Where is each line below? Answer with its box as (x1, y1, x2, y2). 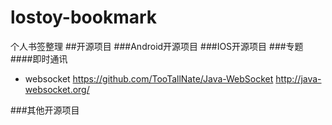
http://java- (275, 72, 322, 85)
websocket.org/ (24, 83, 90, 95)
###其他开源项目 (10, 104, 80, 116)
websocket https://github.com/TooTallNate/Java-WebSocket (24, 72, 274, 85)
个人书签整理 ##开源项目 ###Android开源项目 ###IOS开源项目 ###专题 (10, 40, 304, 52)
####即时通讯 (10, 52, 68, 65)
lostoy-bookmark (10, 6, 158, 29)
